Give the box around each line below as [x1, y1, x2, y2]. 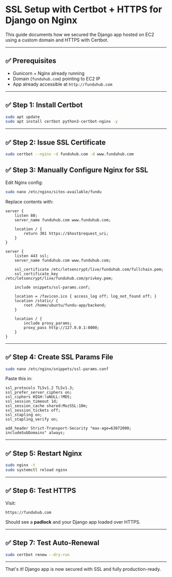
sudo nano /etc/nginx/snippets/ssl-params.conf [5, 366, 109, 372]
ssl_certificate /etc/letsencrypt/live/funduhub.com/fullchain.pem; [14, 266, 164, 272]
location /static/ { [14, 298, 58, 303]
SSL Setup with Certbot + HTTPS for [5, 4, 162, 15]
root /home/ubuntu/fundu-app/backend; [24, 302, 106, 308]
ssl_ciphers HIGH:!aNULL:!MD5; [5, 395, 72, 400]
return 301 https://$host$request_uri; [24, 231, 109, 236]
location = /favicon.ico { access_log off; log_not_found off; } [14, 294, 157, 299]
